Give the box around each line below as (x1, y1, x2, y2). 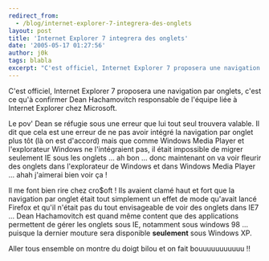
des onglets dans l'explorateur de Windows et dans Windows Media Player (8, 161, 256, 171)
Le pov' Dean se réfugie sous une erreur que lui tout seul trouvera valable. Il (8, 118, 259, 128)
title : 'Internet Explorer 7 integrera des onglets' (8, 34, 189, 43)
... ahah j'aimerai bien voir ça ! (8, 169, 108, 179)
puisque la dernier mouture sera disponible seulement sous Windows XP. (8, 228, 252, 238)
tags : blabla (8, 57, 52, 65)
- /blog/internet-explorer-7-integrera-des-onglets (15, 19, 193, 27)
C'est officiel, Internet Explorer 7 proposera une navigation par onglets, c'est (8, 86, 262, 96)
